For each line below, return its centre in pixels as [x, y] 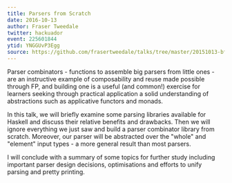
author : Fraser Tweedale [43, 26]
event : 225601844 [32, 39]
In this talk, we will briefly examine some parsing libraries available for [107, 114]
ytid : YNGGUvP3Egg [33, 46]
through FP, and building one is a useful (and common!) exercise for [104, 86]
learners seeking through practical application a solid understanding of [108, 93]
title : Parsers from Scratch [49, 13]
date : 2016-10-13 [32, 20]
